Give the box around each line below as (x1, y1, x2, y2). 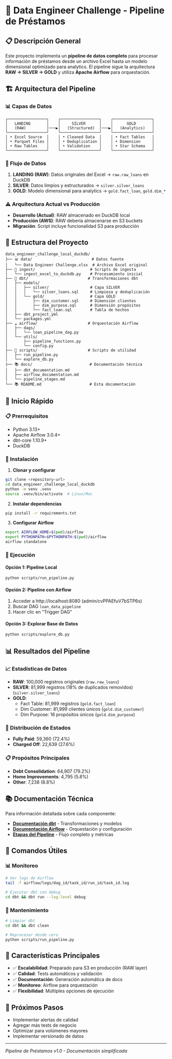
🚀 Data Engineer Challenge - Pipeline (5, 5, 165, 16)
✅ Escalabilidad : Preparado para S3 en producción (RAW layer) (12, 965, 147, 971)
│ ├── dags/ (5, 325, 36, 330)
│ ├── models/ (5, 281, 40, 286)
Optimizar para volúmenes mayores (12, 1028, 88, 1034)
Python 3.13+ (12, 426, 41, 433)
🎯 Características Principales (5, 951, 100, 960)
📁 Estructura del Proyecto (5, 238, 89, 247)
